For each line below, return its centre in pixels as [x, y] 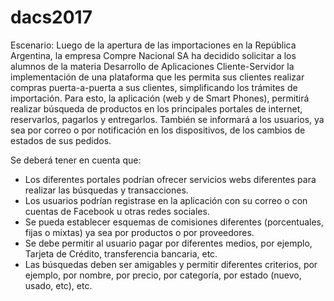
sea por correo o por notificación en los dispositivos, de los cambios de [158, 130]
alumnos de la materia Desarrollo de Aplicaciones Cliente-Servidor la [152, 66]
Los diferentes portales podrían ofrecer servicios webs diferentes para [170, 179]
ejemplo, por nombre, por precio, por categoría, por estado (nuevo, [163, 275]
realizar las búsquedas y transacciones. [106, 190]
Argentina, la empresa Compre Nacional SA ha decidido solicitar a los [153, 55]
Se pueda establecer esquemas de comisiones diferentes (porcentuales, [174, 222]
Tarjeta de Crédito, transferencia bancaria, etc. [121, 253]
